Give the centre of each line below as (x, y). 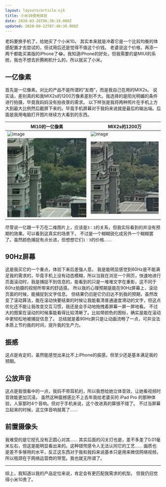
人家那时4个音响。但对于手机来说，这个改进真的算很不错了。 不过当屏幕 (87, 403)
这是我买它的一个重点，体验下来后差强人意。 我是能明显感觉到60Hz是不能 (81, 269)
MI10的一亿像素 (47, 127)
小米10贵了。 (22, 479)
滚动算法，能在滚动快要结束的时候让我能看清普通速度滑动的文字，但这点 (87, 300)
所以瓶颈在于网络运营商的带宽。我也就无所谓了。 (55, 458)
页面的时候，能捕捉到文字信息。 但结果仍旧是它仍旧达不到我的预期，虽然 (79, 294)
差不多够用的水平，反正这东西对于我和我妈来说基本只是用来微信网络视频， (85, 452)
